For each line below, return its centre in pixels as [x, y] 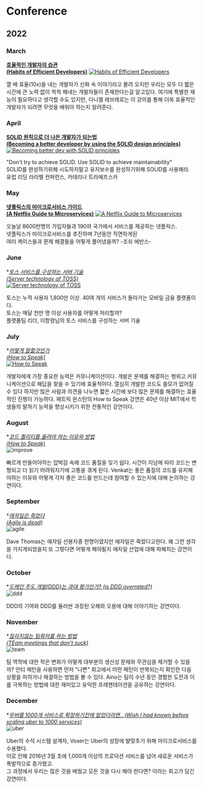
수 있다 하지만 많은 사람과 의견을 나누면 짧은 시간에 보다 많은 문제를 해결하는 [96, 392]
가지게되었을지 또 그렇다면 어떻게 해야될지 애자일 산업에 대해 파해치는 [94, 549]
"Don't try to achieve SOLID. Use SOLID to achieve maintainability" [89, 162]
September [23, 501]
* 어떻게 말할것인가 [28, 351]
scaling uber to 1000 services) [44, 722]
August [18, 422]
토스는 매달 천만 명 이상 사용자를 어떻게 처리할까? [64, 313]
